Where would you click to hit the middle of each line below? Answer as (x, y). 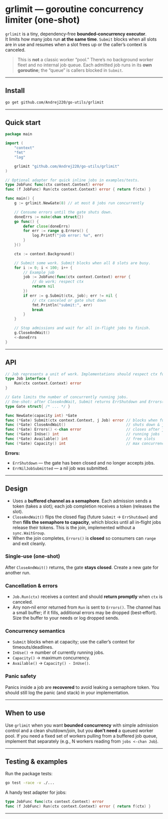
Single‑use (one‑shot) (33, 556)
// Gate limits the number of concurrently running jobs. (67, 397)
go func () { (26, 221)
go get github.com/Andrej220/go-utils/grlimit (54, 102)
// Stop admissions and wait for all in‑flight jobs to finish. (82, 328)
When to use (25, 713)
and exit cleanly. (29, 543)
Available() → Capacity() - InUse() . (51, 663)
